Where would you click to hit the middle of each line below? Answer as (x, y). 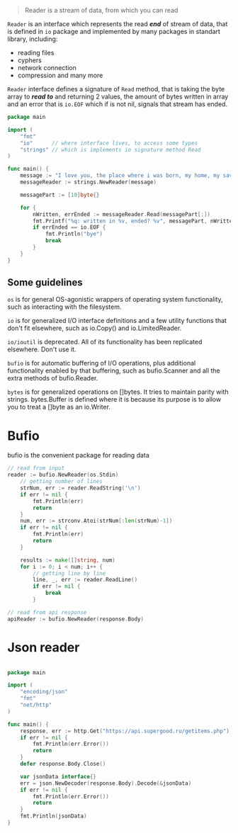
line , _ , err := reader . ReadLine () (85, 580)
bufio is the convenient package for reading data (79, 455)
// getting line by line (69, 573)
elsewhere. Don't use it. (42, 349)
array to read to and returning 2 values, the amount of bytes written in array (118, 96)
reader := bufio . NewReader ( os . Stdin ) (63, 475)
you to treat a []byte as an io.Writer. (59, 407)
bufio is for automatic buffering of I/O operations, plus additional (102, 363)
